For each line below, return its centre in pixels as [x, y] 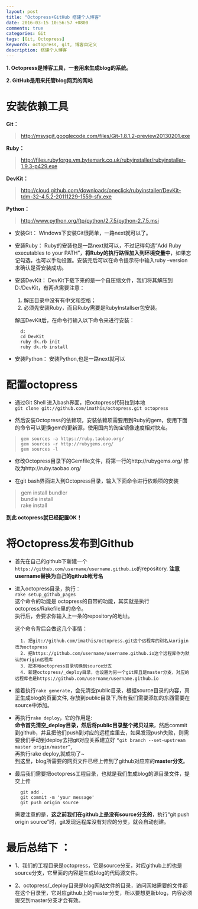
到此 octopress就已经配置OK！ [44, 517]
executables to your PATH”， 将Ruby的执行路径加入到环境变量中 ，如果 [100, 253]
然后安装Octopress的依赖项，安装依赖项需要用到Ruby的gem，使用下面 [101, 420]
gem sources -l [39, 449]
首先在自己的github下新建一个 [51, 561]
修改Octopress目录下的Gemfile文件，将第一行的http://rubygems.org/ [98, 461]
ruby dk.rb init [40, 342]
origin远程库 [38, 660]
